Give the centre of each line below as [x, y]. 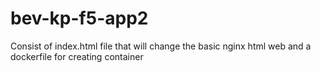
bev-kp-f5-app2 [79, 18]
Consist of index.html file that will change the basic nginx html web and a [161, 46]
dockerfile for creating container [77, 56]
